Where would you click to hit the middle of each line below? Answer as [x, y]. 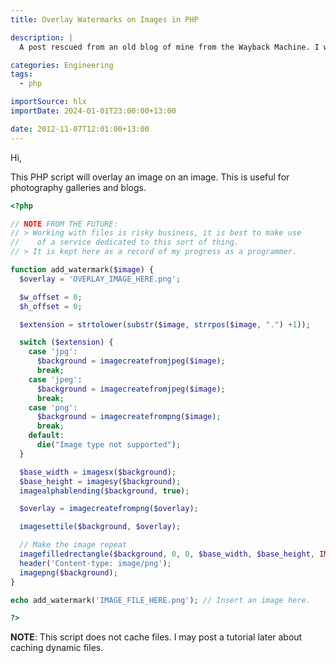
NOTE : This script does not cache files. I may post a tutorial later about [156, 637]
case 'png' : [53, 407]
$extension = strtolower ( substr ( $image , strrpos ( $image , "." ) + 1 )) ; [165, 324]
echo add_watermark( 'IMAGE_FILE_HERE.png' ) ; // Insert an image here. [160, 600]
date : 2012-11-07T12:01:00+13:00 [80, 129]
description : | [42, 37]
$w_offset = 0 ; [51, 297]
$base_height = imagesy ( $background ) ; [100, 481]
